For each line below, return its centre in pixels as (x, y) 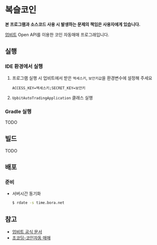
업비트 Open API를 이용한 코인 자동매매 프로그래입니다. (57, 34)
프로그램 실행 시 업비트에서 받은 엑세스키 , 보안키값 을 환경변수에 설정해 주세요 (82, 78)
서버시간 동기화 (26, 194)
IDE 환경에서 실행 (24, 66)
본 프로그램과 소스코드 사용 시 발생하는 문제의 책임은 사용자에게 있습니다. (73, 24)
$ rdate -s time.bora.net (38, 203)
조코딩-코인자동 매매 (31, 238)
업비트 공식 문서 (27, 232)
